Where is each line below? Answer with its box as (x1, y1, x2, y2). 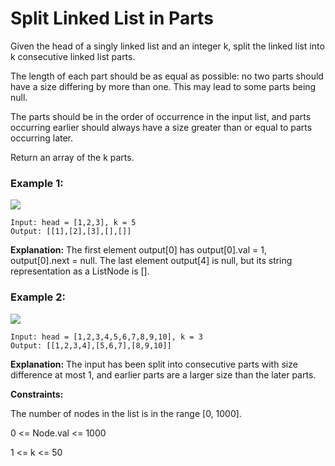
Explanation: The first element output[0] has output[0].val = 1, (10, 244, 267, 256)
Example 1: (10, 176, 64, 190)
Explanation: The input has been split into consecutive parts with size (10, 358, 298, 370)
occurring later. (10, 132, 74, 144)
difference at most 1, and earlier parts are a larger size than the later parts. (10, 368, 317, 381)
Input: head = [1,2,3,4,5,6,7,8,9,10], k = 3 (10, 332, 203, 342)
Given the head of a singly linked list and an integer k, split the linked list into (10, 40, 325, 52)
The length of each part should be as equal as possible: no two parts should (10, 70, 324, 82)
